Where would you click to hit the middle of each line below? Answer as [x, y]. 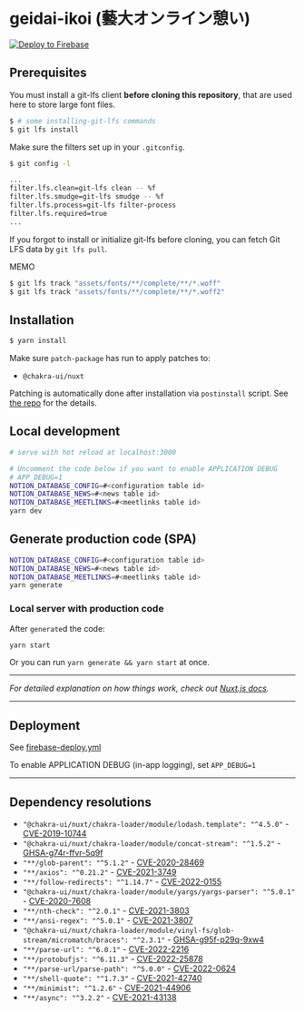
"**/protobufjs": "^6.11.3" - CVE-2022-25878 [113, 959]
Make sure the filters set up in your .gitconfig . [97, 147]
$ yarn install [38, 341]
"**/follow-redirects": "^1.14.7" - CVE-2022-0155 [122, 882]
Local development [65, 432]
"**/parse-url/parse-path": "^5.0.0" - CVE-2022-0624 [129, 968]
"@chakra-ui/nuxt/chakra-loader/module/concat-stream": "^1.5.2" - [152, 843]
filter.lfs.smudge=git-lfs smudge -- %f [87, 197]
